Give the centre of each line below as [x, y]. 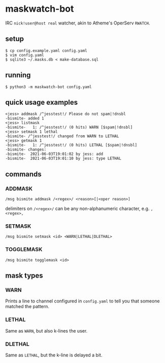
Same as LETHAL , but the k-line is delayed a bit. [54, 355]
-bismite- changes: [26, 150]
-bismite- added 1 [25, 118]
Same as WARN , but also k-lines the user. [46, 330]
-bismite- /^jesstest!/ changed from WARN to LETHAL [62, 136]
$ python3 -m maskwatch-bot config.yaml [49, 87]
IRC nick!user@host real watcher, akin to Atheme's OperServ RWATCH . [78, 23]
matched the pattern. [27, 307]
